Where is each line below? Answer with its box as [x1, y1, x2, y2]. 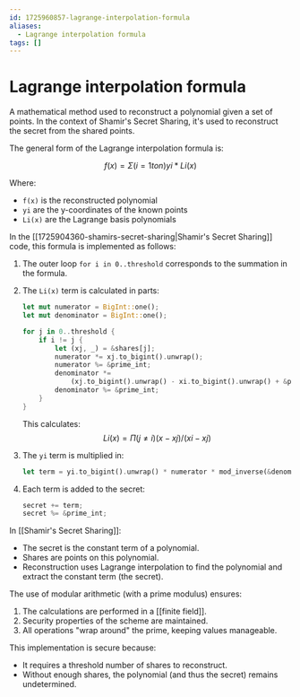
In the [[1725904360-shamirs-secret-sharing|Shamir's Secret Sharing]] [9, 231, 273, 242]
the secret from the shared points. [9, 126, 135, 136]
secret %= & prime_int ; [21, 509, 107, 518]
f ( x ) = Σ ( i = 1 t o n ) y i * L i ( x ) [104, 161, 197, 171]
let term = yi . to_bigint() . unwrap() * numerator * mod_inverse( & [21, 467, 271, 476]
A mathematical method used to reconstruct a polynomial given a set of [9, 107, 273, 118]
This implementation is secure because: [9, 642, 157, 653]
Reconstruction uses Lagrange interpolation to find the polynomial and [21, 562, 283, 572]
